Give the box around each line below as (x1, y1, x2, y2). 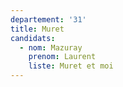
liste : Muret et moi (28, 61, 114, 71)
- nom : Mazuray (19, 42, 83, 53)
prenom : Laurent (28, 52, 97, 62)
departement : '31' (10, 14, 87, 25)
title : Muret (10, 24, 65, 34)
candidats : (10, 33, 56, 43)
